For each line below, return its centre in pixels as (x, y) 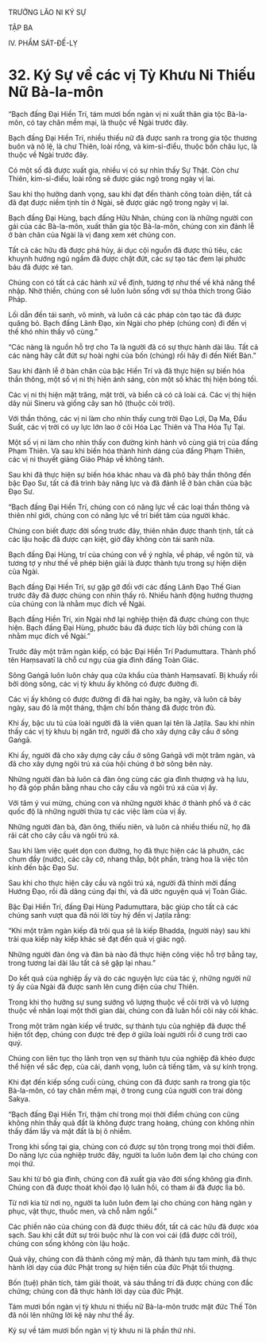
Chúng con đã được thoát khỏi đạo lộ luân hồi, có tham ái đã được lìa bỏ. (127, 1187)
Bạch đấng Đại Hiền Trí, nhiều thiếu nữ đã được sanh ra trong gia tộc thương (133, 137)
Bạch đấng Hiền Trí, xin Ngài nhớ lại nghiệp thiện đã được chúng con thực (129, 619)
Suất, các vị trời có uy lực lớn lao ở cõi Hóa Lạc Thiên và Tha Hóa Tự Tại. (127, 427)
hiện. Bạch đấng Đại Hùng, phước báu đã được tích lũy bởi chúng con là (126, 627)
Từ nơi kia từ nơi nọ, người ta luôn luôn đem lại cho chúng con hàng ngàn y (130, 1202)
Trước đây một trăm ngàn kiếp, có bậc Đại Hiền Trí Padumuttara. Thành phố (132, 651)
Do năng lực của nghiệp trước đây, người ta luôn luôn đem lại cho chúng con (133, 1155)
